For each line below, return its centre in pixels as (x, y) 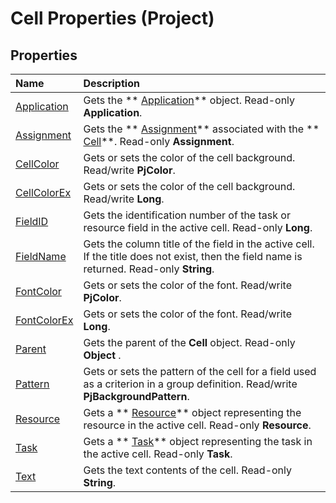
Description (111, 83)
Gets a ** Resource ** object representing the (192, 412)
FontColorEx (44, 320)
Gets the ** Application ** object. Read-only (189, 100)
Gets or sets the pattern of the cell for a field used (200, 371)
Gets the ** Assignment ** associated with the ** (201, 129)
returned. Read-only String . (149, 269)
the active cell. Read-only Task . (158, 454)
